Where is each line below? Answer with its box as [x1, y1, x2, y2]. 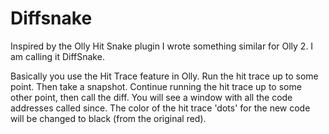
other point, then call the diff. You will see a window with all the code [10, 91, 293, 103]
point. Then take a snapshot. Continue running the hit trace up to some [10, 80, 302, 92]
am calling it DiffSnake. [10, 50, 105, 62]
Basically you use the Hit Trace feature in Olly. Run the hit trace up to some [10, 70, 319, 82]
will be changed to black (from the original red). [10, 112, 207, 124]
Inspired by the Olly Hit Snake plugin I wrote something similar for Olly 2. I [10, 40, 314, 52]
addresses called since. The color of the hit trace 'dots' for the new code [10, 102, 311, 114]
